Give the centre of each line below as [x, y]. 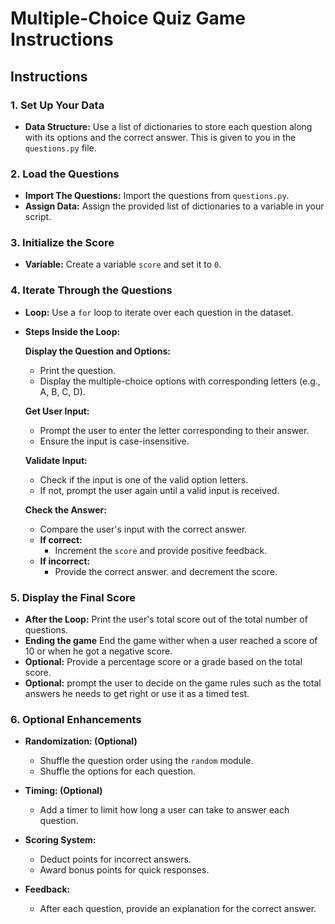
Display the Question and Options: [97, 351]
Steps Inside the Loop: [72, 331]
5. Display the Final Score [73, 597]
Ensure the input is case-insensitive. [114, 441]
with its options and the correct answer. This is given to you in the [160, 137]
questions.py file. [60, 148]
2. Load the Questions [65, 174]
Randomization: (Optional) [81, 741]
